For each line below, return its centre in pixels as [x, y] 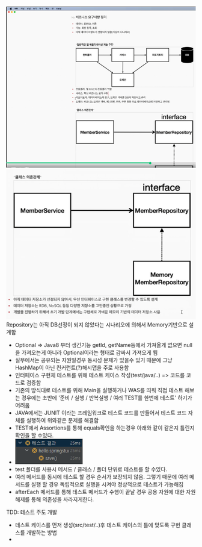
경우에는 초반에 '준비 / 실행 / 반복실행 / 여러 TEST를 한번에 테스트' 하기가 [107, 398]
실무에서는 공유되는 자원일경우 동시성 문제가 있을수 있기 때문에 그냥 [93, 360]
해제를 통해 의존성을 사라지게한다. [54, 499]
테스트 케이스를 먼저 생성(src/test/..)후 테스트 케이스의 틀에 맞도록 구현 [97, 525]
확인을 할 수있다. [34, 436]
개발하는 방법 [41, 533]
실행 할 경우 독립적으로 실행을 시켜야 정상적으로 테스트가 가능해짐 [107, 484]
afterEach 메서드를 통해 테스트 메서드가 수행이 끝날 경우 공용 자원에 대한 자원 [105, 492]
